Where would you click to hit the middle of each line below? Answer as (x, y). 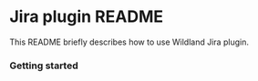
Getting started (44, 66)
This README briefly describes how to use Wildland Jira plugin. (129, 42)
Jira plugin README (87, 17)
